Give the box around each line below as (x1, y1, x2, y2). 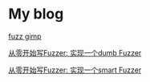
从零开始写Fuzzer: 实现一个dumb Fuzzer (8, 47, 142, 57)
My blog (8, 5, 64, 23)
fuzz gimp (8, 31, 42, 41)
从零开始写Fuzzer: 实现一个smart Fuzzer (8, 65, 142, 75)
